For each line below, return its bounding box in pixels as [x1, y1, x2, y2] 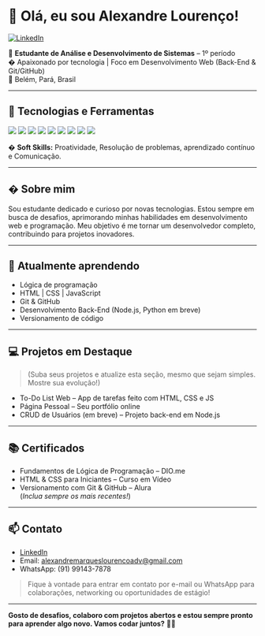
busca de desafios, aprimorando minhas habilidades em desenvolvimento [8, 212, 248, 221]
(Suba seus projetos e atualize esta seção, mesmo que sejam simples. [27, 370, 256, 379]
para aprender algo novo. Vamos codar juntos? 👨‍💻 [8, 619, 176, 628]
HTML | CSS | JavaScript [19, 288, 101, 298]
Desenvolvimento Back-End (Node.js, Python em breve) [19, 305, 201, 314]
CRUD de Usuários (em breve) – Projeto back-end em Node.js [19, 410, 221, 420]
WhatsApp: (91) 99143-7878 [19, 563, 112, 574]
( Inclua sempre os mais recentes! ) [19, 492, 132, 500]
